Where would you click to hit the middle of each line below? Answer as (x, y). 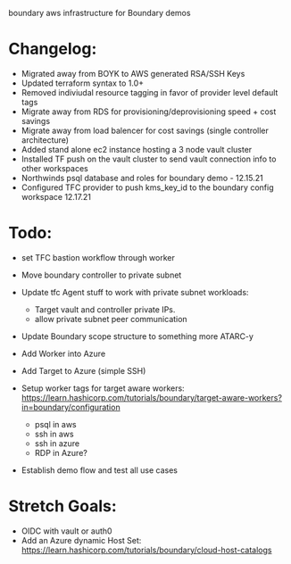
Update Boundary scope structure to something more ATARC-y (137, 336)
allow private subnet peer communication (111, 319)
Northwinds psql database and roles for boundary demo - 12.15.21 (142, 178)
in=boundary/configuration (71, 407)
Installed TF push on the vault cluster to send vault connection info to (149, 159)
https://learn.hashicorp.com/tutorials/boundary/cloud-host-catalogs (146, 550)
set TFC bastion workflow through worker (98, 257)
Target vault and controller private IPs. (105, 309)
